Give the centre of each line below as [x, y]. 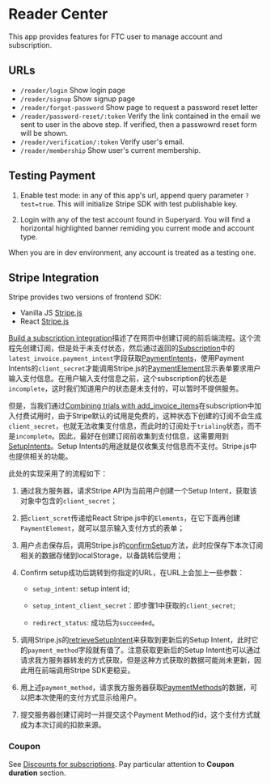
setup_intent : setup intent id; [81, 589]
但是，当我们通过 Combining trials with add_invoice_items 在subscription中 [131, 406]
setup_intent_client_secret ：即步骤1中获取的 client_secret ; [134, 606]
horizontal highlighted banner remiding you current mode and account [137, 228]
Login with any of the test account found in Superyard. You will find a [135, 219]
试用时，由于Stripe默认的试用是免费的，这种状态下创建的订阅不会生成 [146, 416]
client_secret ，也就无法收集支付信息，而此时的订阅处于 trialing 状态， [128, 426]
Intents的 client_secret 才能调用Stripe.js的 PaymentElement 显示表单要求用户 [135, 368]
